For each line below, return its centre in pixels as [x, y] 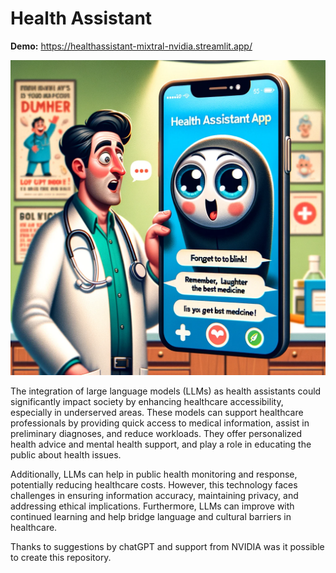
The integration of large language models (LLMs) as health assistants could [166, 391]
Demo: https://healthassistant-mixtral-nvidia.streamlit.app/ [131, 46]
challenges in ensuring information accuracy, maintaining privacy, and [154, 495]
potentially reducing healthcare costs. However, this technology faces [154, 484]
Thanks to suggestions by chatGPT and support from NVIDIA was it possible [167, 546]
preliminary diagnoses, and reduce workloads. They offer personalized [156, 433]
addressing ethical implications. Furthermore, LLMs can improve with [152, 506]
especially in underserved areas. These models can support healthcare [157, 412]
